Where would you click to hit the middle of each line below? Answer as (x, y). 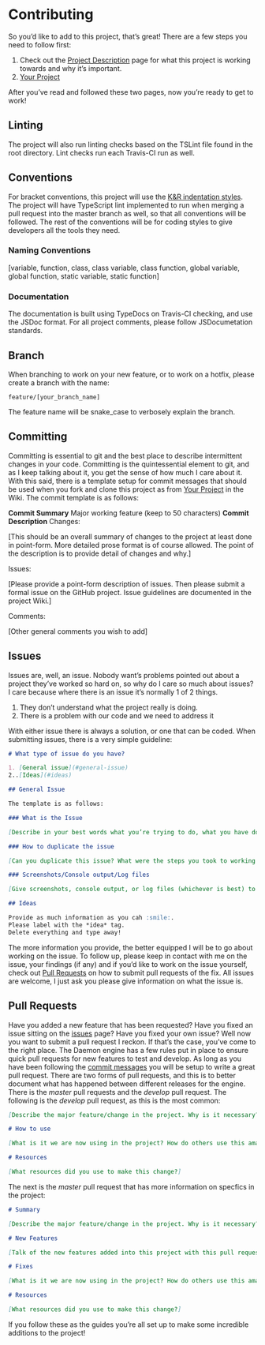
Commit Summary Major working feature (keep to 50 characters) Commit (129, 513)
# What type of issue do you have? (67, 754)
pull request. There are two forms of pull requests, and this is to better (122, 1075)
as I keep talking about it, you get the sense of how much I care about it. (125, 472)
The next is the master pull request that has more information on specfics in (131, 1186)
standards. (26, 331)
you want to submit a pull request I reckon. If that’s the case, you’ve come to (132, 1042)
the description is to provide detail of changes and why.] (100, 553)
